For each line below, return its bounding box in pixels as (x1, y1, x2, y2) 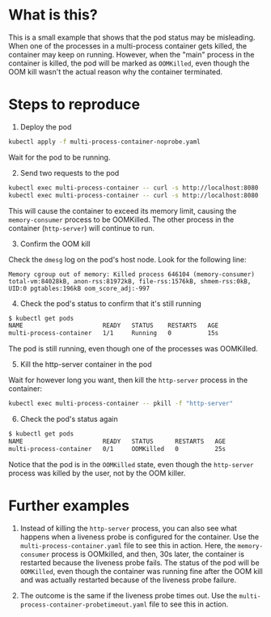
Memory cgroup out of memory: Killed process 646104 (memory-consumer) (8, 270, 255, 279)
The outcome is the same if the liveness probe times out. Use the (19, 590, 238, 600)
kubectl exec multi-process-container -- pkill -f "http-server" (8, 399, 233, 408)
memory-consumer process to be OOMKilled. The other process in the (8, 215, 235, 224)
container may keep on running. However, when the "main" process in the (8, 49, 255, 59)
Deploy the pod (19, 121, 72, 131)
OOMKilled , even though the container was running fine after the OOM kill (19, 566, 263, 576)
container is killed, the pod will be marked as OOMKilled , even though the (8, 58, 250, 68)
